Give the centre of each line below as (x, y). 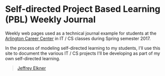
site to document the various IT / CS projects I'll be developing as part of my (83, 53)
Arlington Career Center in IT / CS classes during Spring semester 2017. (78, 38)
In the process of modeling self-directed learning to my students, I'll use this (83, 48)
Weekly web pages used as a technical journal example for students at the (81, 33)
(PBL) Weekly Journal (50, 19)
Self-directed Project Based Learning (83, 9)
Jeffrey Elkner (31, 68)
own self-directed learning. (33, 58)
